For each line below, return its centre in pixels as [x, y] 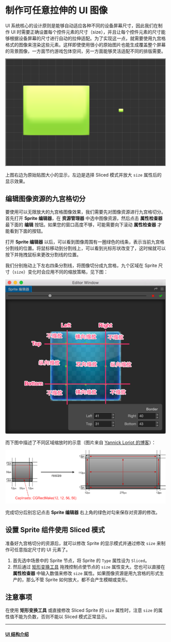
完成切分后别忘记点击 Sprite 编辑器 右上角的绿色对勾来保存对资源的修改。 [83, 512]
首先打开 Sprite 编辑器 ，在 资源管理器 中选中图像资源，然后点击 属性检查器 [84, 218]
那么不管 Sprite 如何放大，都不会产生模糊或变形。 [78, 579]
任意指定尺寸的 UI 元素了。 [42, 550]
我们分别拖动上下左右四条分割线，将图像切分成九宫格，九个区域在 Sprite [81, 265]
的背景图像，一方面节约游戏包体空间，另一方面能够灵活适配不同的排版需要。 [85, 51]
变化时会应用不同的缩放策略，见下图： [68, 272]
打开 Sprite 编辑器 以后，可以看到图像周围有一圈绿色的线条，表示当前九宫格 [85, 242]
